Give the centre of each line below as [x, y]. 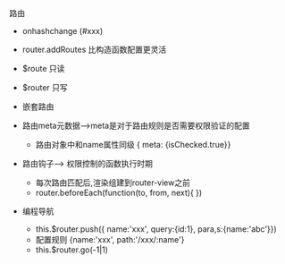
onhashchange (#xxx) [63, 31]
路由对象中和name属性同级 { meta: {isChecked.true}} [133, 145]
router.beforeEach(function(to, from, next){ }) [119, 192]
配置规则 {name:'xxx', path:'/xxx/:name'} [110, 239]
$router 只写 [45, 87]
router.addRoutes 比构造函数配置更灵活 [94, 49]
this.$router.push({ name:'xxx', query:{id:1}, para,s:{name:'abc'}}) [156, 229]
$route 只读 [43, 68]
